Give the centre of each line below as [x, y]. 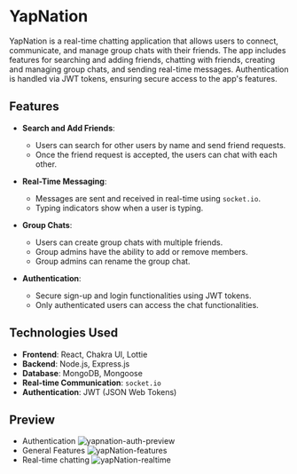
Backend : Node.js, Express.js [76, 363]
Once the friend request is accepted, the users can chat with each [156, 154]
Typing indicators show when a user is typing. [119, 208]
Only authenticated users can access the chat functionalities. [147, 304]
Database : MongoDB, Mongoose [82, 373]
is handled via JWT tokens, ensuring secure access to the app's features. [143, 78]
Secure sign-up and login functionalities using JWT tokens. [143, 296]
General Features [54, 451]
